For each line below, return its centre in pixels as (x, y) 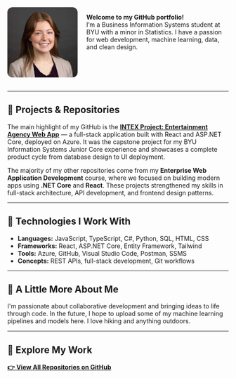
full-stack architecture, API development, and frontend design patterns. (111, 193)
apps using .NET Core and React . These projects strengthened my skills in (115, 185)
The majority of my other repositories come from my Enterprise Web (107, 170)
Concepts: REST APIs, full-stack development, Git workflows (106, 261)
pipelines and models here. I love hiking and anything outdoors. (99, 321)
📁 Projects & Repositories (64, 110)
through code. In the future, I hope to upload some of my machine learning (115, 314)
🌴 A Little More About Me (63, 290)
